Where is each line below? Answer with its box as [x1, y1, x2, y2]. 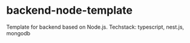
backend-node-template [6, 4, 133, 17]
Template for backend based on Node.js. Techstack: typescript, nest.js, [6, 23, 185, 30]
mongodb [6, 29, 31, 36]
